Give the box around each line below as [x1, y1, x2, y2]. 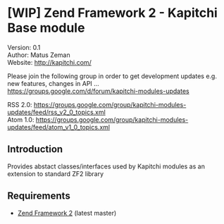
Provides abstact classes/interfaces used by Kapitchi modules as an [7, 162, 206, 170]
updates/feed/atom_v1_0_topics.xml [7, 123, 111, 131]
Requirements [7, 190, 70, 202]
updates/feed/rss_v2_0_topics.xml [7, 108, 106, 116]
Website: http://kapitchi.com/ [7, 58, 92, 66]
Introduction [7, 143, 63, 156]
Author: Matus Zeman [7, 51, 70, 59]
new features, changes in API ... [7, 79, 100, 87]
